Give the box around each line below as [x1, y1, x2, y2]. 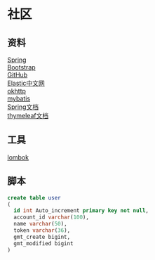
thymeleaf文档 [7, 112, 49, 119]
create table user [7, 194, 61, 201]
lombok [7, 152, 29, 162]
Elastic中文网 [7, 79, 46, 87]
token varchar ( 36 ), [13, 227, 71, 234]
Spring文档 [7, 103, 39, 111]
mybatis [7, 94, 30, 103]
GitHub [7, 71, 28, 79]
